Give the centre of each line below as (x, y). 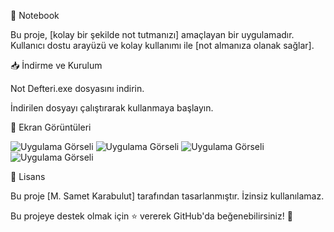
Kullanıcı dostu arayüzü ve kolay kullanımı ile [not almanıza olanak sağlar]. (162, 45)
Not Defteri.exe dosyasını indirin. (77, 88)
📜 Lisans (28, 176)
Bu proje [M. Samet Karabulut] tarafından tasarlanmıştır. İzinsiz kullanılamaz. (167, 196)
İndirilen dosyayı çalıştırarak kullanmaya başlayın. (112, 108)
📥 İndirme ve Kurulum (56, 65)
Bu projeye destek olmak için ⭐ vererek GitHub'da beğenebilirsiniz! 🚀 (151, 216)
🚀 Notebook (35, 15)
